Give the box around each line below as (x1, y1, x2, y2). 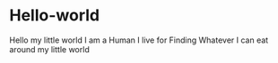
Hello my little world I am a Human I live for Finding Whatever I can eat (9, 35, 269, 45)
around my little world (9, 43, 90, 54)
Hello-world (9, 5, 100, 26)
